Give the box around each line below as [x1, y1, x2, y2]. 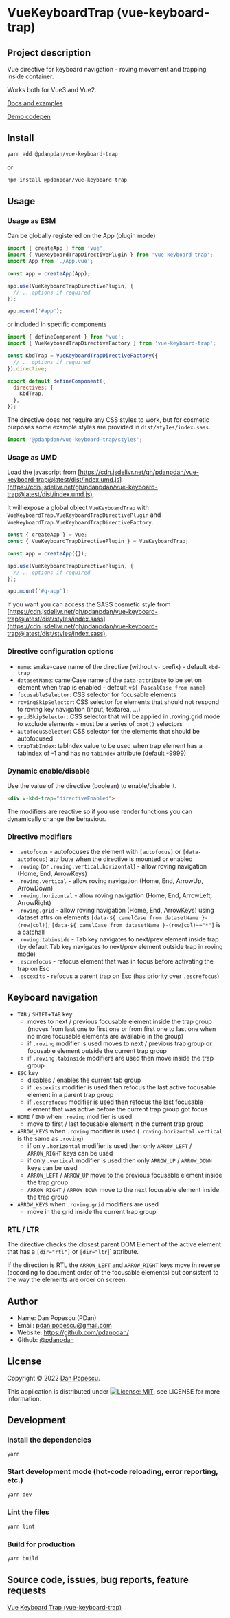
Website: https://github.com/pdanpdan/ [16, 1328, 129, 1337]
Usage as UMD [7, 452, 58, 462]
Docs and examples [7, 99, 63, 107]
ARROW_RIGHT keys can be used [27, 1149, 113, 1157]
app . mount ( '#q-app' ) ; [7, 588, 69, 595]
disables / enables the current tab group [27, 1076, 141, 1084]
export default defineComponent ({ [7, 377, 106, 385]
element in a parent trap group [27, 1090, 114, 1098]
